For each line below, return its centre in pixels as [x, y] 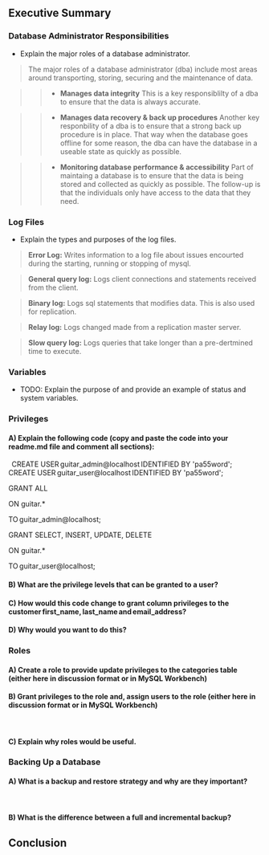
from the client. [53, 287]
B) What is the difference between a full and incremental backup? [120, 817]
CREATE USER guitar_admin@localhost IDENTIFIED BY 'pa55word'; [122, 464]
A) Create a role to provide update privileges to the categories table [123, 670]
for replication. [52, 311]
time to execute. [55, 351]
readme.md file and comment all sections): [82, 446]
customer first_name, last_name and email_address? [98, 611]
